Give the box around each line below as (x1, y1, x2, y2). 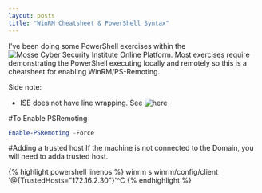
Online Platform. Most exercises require (119, 50, 250, 59)
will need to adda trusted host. (8, 151, 109, 161)
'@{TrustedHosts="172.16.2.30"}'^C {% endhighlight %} (8, 175, 192, 185)
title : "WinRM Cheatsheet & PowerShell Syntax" (8, 19, 170, 27)
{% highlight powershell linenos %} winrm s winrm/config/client (8, 167, 218, 177)
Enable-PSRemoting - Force (8, 129, 94, 137)
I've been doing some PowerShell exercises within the (8, 41, 186, 50)
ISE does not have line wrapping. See (19, 98, 143, 107)
